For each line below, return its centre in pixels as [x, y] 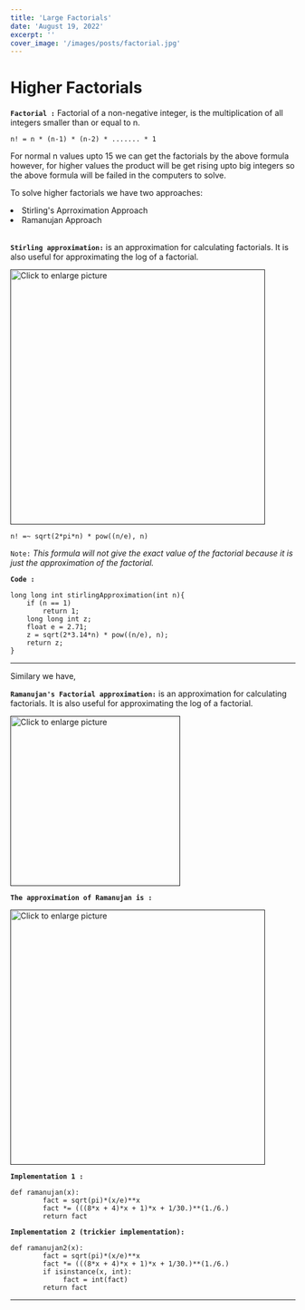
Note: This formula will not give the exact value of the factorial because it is [152, 553]
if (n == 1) [49, 604]
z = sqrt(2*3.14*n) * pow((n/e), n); [98, 636]
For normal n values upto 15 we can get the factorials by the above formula [150, 156]
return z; [45, 643]
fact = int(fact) [95, 1280]
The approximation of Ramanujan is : [81, 898]
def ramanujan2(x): [47, 1248]
